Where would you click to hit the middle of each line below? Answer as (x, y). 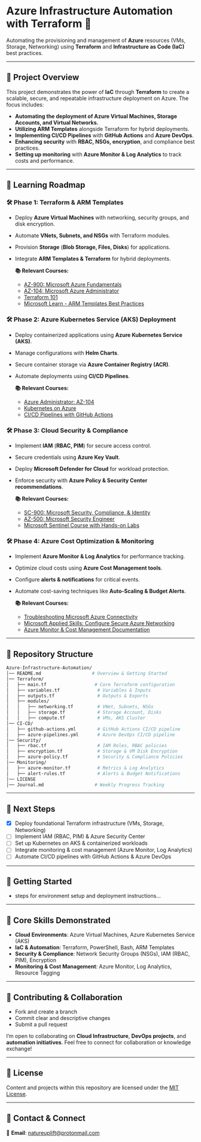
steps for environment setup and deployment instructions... (88, 896)
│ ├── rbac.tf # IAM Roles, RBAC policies (87, 746)
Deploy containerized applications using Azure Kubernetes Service (98, 335)
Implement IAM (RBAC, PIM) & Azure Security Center (80, 836)
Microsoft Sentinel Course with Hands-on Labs (81, 525)
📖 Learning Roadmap (46, 185)
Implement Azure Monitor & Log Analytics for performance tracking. (100, 556)
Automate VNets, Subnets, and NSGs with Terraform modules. (92, 236)
